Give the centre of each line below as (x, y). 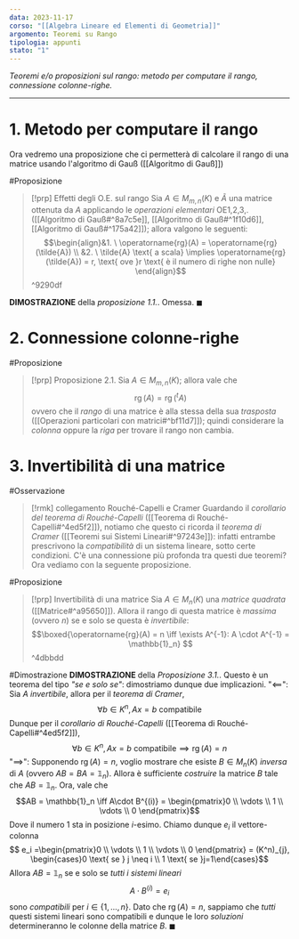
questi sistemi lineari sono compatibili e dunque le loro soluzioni (126, 916)
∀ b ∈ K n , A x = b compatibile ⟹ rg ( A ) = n (149, 747)
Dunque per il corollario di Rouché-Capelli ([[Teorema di (112, 723)
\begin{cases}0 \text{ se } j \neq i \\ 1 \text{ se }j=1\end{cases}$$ (149, 859)
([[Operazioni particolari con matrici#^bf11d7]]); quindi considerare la (158, 421)
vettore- (253, 824)
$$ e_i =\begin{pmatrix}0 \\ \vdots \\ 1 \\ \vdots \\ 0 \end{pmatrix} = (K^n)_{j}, (149, 850)
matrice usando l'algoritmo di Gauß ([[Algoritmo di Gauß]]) (117, 164)
